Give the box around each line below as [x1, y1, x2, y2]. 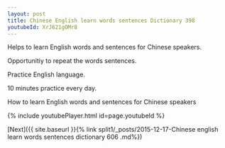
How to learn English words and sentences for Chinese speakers [7, 98, 197, 106]
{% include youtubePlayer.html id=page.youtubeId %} [7, 111, 165, 120]
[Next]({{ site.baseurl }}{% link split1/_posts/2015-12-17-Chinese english [7, 125, 219, 134]
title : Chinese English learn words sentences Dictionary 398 [7, 17, 195, 24]
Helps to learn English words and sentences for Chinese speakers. [7, 43, 202, 52]
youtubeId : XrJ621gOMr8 [7, 23, 78, 30]
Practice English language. [7, 70, 85, 79]
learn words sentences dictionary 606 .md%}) [7, 132, 143, 142]
